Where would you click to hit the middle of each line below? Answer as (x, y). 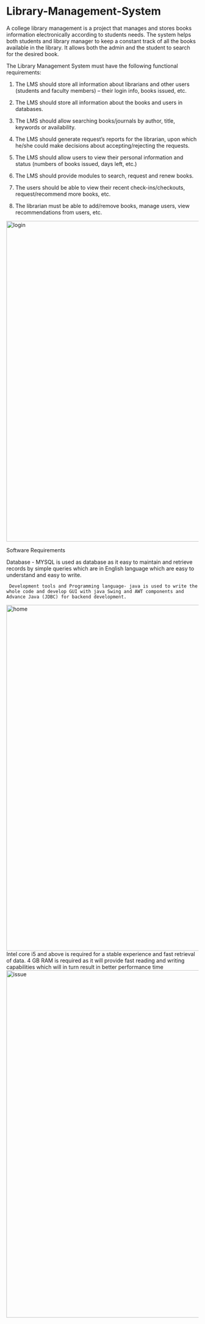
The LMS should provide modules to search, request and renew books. (104, 176)
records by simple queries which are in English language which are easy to (100, 568)
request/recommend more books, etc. (63, 194)
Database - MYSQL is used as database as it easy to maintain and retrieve (99, 562)
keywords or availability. (45, 127)
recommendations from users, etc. (59, 212)
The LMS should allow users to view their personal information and (99, 157)
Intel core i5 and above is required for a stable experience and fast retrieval (101, 954)
